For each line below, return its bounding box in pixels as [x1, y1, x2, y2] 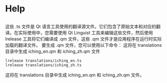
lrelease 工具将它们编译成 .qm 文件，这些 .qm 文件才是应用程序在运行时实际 [5, 36, 162, 42]
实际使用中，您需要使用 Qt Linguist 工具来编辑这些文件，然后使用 [18, 29, 153, 35]
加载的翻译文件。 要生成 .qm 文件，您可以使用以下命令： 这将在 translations [5, 42, 162, 48]
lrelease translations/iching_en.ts [5, 58, 82, 63]
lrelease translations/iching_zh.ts [5, 63, 82, 68]
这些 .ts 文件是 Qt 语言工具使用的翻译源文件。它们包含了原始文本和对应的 [5, 23, 156, 29]
